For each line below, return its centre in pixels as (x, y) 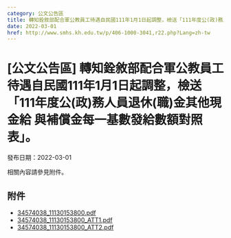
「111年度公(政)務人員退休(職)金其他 (108, 103)
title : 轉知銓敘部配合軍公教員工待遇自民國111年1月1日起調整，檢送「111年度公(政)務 (115, 20)
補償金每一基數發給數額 (112, 120)
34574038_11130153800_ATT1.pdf (65, 220)
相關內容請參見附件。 (37, 172)
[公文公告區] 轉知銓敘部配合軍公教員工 (115, 69)
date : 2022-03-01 (32, 26)
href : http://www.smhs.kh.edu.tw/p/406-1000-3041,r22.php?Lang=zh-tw (109, 33)
